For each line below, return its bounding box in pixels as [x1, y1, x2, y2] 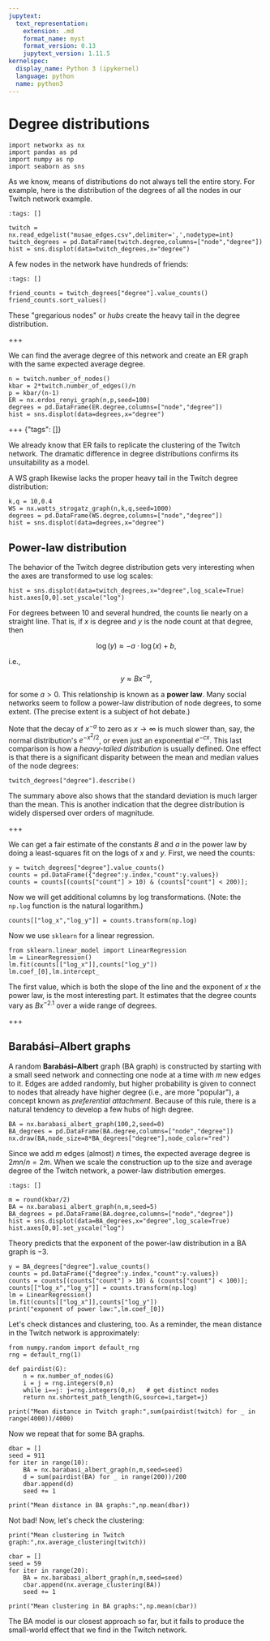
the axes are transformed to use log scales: [8, 571, 153, 581]
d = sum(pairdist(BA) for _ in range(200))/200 [23, 1472, 186, 1480]
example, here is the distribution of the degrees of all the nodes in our [8, 186, 242, 195]
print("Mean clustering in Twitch [8, 1531, 126, 1539]
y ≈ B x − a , [120, 672, 152, 683]
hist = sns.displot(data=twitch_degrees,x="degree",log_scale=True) [8, 587, 245, 595]
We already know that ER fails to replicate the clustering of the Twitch [8, 440, 241, 450]
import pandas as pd [8, 148, 79, 156]
